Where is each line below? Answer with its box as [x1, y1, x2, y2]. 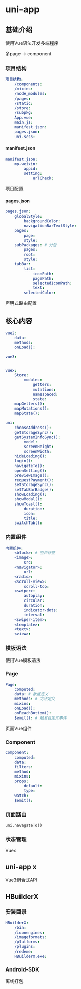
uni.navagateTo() [5, 823, 43, 828]
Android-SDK [5, 966, 39, 973]
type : [24, 788, 36, 793]
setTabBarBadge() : [14, 487, 54, 492]
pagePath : [32, 276, 54, 281]
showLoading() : [14, 492, 47, 497]
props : [14, 779, 29, 784]
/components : [14, 82, 43, 87]
